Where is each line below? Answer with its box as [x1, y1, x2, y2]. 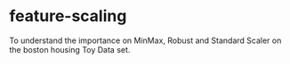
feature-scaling [9, 6, 127, 26]
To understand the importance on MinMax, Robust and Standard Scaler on [9, 35, 282, 46]
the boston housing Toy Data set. [9, 44, 131, 54]
